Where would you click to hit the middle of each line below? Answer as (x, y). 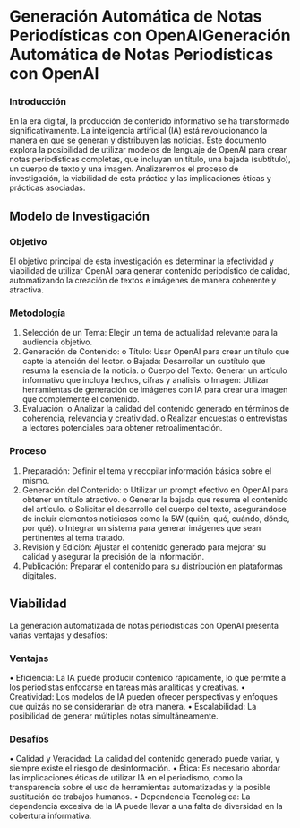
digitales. (39, 575)
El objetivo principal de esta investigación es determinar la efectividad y (142, 261)
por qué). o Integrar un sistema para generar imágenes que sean (141, 527)
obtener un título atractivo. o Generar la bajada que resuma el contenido (155, 499)
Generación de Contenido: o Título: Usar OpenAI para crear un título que (156, 352)
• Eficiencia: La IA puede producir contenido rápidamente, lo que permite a (148, 677)
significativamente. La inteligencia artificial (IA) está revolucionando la (138, 131)
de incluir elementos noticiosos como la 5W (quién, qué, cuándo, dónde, (156, 519)
